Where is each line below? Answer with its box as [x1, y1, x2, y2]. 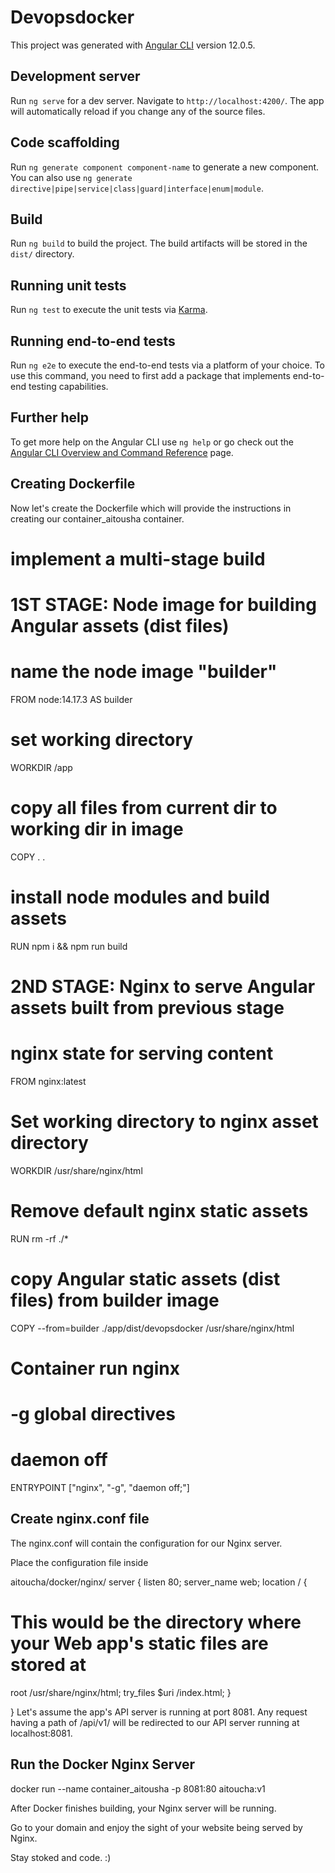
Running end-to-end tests [10, 332, 176, 350]
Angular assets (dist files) [10, 615, 230, 637]
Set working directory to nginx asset [10, 1111, 319, 1133]
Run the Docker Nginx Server [10, 1756, 195, 1773]
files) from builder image [10, 1289, 220, 1311]
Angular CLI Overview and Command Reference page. [10, 446, 234, 458]
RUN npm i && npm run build [10, 940, 128, 952]
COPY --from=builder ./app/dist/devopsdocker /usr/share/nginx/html [10, 1322, 295, 1334]
